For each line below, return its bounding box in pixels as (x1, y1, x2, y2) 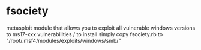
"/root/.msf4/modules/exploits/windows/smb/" (6, 37, 121, 44)
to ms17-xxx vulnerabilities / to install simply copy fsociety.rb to (6, 30, 163, 37)
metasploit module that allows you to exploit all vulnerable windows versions (6, 24, 196, 31)
